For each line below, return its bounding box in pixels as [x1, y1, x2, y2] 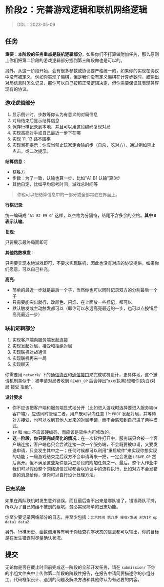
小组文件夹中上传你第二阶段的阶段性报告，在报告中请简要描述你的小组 [9, 570, 150, 576]
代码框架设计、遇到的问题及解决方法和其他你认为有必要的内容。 [13, 577, 142, 583]
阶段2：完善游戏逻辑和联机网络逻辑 [5, 4, 147, 16]
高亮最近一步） [12, 312, 42, 317]
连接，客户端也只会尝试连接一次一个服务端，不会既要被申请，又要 [20, 441, 154, 448]
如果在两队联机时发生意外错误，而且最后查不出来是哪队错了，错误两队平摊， [5, 497, 159, 503]
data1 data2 [5, 519, 29, 524]
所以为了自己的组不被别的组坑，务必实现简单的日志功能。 [5, 503, 121, 509]
